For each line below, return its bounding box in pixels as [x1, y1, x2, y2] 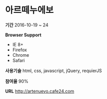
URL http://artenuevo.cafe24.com [5, 88, 74, 94]
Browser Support [5, 32, 41, 38]
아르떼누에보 [5, 4, 54, 16]
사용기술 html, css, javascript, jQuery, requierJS [5, 68, 102, 74]
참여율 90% [5, 78, 28, 84]
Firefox [12, 47, 27, 53]
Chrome [12, 52, 29, 58]
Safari [12, 57, 25, 63]
